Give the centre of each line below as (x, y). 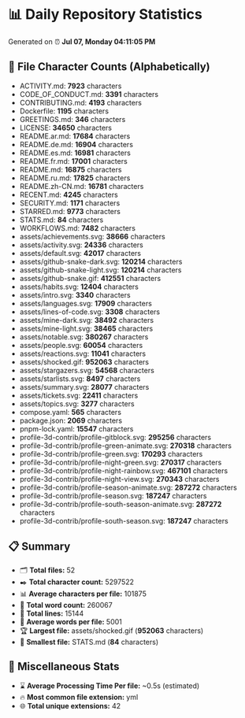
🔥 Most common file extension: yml (79, 698)
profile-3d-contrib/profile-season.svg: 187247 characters (113, 495)
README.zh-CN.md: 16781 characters (82, 186)
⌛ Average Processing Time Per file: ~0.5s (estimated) (110, 686)
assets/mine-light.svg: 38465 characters (86, 328)
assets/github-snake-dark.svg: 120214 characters (101, 261)
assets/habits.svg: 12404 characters (79, 287)
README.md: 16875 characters (71, 169)
